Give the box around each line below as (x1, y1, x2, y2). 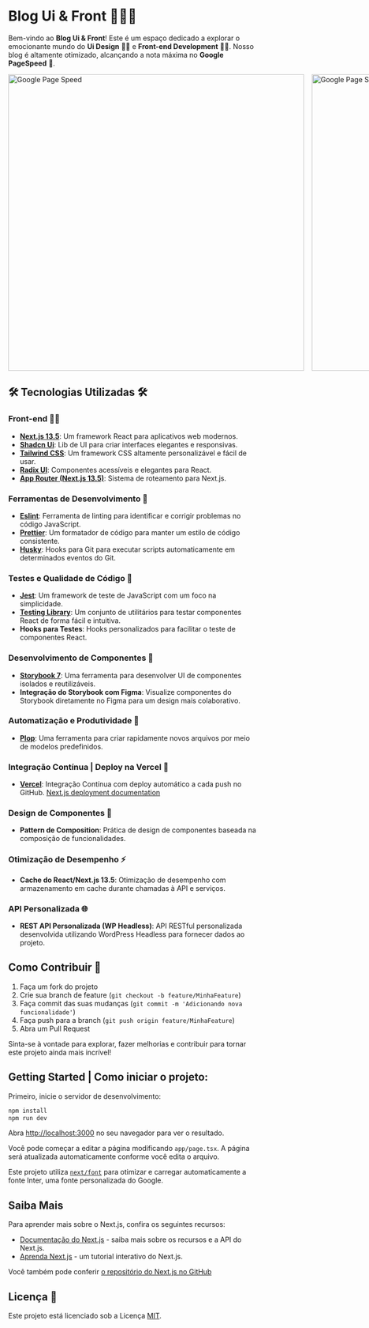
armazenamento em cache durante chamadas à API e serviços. (19, 883, 226, 892)
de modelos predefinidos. (19, 741, 104, 751)
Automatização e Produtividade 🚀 (8, 715, 140, 726)
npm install (8, 1107, 47, 1115)
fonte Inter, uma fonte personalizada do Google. (8, 1175, 164, 1185)
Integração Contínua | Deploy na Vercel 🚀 (8, 761, 170, 772)
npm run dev (8, 1114, 47, 1122)
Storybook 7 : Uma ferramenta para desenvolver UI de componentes (19, 670, 242, 680)
